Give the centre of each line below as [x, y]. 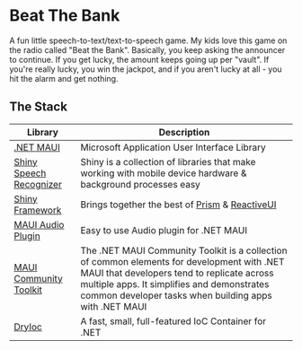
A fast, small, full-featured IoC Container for [173, 321]
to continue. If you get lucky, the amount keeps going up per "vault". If [139, 59]
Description [184, 132]
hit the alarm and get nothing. [64, 78]
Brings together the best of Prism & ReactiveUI [178, 205]
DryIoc [28, 327]
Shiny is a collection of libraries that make [168, 162]
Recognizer [38, 184]
